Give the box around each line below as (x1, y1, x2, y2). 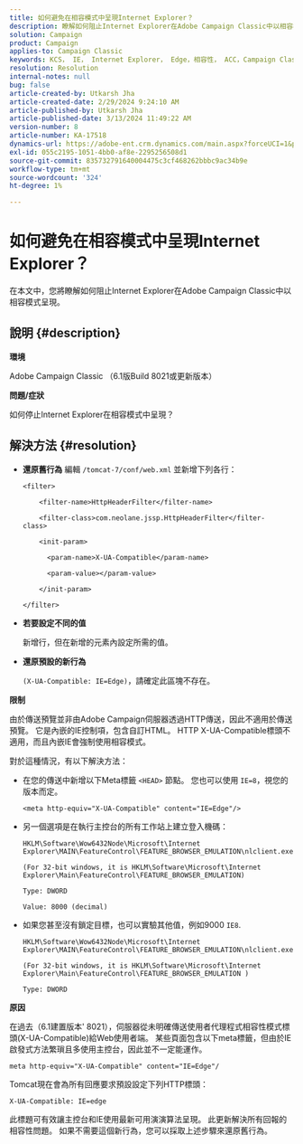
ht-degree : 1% (9, 182, 63, 191)
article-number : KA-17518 (9, 131, 106, 140)
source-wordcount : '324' (9, 173, 103, 182)
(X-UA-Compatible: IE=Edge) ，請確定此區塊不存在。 (22, 675, 215, 685)
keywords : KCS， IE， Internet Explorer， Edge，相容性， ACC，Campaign (9, 55, 277, 64)
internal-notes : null (9, 72, 91, 81)
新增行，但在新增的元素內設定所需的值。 (22, 637, 173, 648)
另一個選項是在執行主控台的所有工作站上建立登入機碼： (22, 820, 228, 832)
